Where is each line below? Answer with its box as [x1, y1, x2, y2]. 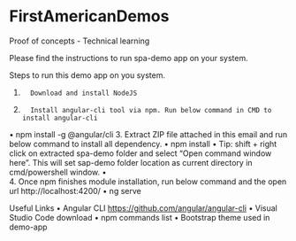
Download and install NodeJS [30, 89, 138, 97]
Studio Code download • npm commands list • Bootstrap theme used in [9, 212, 270, 222]
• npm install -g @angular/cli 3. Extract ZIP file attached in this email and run [9, 128, 288, 139]
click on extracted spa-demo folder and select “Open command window [9, 148, 272, 159]
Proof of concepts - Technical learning [9, 35, 150, 46]
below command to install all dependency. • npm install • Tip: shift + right [9, 138, 277, 149]
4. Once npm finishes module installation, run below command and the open [9, 175, 287, 187]
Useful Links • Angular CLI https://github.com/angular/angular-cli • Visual [9, 202, 278, 214]
